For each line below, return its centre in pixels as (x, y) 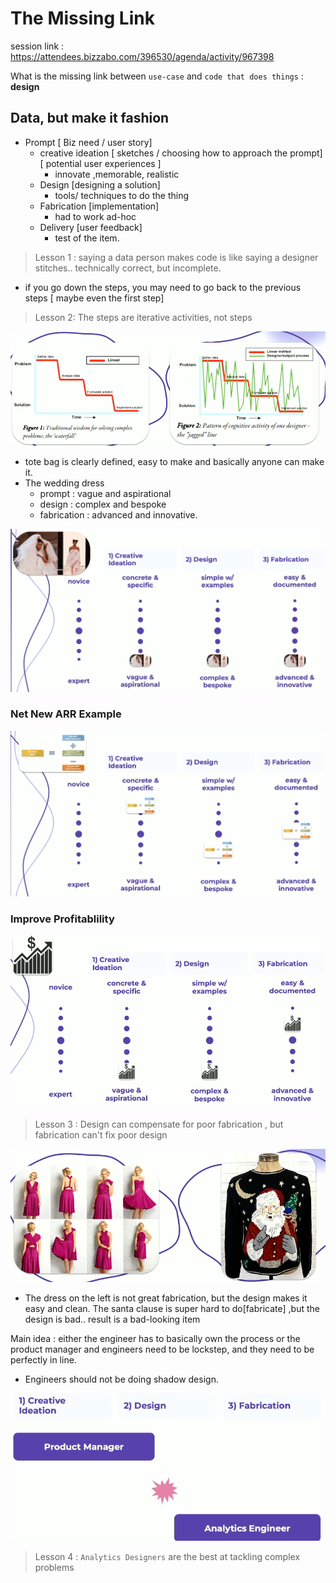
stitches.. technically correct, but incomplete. (128, 268)
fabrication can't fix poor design (101, 1134)
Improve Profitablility (62, 919)
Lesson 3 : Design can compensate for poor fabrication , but (159, 1124)
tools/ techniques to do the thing (122, 195)
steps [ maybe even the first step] (94, 298)
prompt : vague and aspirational (105, 494)
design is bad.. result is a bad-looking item (112, 1319)
